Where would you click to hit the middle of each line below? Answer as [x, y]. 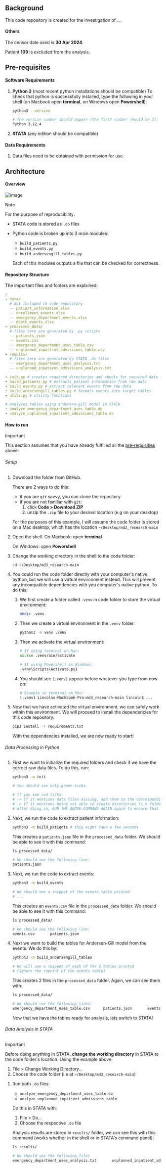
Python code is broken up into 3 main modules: [60, 234]
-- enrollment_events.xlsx [37, 313]
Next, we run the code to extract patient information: [66, 818]
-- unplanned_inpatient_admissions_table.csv [57, 350]
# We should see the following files [51, 1156]
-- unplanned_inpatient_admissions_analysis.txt [61, 368]
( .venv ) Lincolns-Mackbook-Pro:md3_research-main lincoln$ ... [86, 698]
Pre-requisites [28, 68]
